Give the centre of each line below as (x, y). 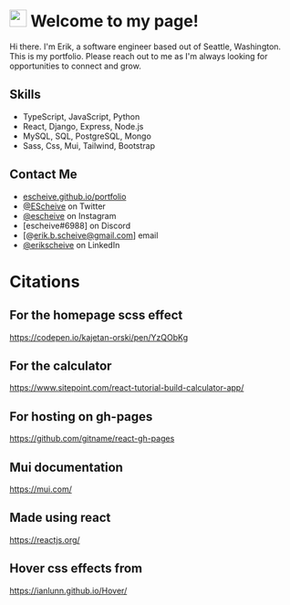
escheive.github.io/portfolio (74, 196)
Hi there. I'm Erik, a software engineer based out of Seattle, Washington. (145, 47)
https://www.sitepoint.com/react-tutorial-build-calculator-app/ (127, 388)
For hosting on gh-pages (81, 417)
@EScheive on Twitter (64, 206)
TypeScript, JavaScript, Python (81, 116)
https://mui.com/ (41, 489)
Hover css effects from (76, 569)
